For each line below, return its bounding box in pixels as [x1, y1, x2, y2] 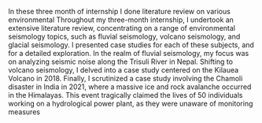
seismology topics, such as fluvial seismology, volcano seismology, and [8, 32, 241, 41]
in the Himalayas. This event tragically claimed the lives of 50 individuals [8, 91, 243, 99]
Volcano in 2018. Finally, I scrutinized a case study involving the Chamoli [8, 74, 243, 83]
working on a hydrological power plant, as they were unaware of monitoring [8, 99, 253, 108]
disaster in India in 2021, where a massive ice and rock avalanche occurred [8, 82, 252, 91]
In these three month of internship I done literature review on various [8, 7, 231, 16]
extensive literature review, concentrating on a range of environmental [8, 24, 236, 32]
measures [8, 107, 41, 117]
